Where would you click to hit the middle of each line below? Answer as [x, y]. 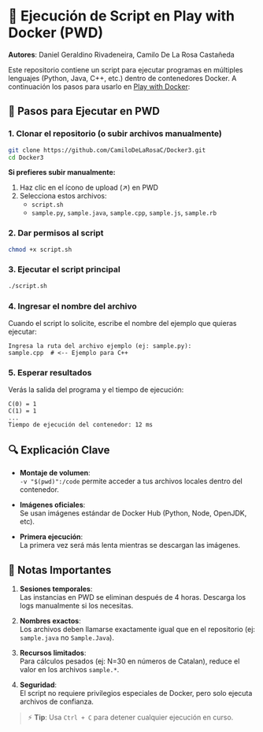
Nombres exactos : [50, 620]
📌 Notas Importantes [60, 570]
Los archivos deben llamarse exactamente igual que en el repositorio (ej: [137, 629]
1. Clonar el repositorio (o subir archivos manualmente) [115, 134]
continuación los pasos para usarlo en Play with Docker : [99, 87]
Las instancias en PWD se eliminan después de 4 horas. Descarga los [133, 597]
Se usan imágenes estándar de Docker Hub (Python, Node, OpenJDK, [133, 513]
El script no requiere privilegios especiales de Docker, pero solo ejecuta [136, 693]
